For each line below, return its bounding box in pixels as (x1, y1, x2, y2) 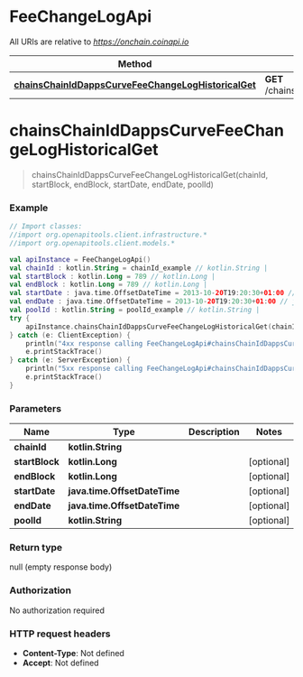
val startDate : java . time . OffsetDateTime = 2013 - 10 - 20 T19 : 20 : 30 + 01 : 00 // (9, 289, 297, 298)
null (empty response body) (9, 561, 113, 572)
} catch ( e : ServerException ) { (9, 356, 131, 365)
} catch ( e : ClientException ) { (9, 330, 131, 339)
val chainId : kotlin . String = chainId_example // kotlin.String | (9, 264, 269, 273)
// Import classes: (9, 222, 83, 231)
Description (188, 426, 241, 439)
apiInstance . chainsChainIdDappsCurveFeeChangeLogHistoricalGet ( (25, 322, 272, 331)
